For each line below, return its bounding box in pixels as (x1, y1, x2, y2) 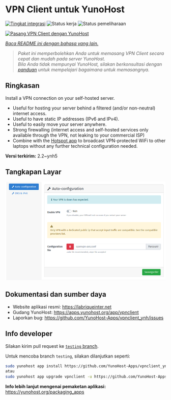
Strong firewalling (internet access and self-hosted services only (12, 126, 149, 132)
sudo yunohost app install (5, 363, 63, 369)
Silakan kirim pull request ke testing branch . (5, 343, 99, 349)
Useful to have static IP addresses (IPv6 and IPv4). (12, 116, 120, 122)
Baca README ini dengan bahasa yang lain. (5, 40, 99, 47)
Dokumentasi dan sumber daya (5, 290, 106, 299)
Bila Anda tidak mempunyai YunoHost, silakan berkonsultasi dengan (17, 61, 162, 67)
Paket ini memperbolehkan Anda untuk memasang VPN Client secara (17, 50, 164, 56)
